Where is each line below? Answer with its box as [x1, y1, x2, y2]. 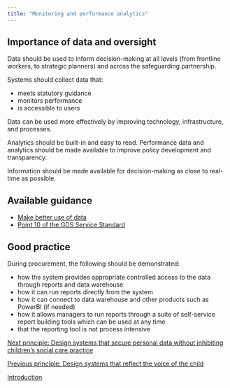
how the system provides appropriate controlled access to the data [17, 273, 211, 282]
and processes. [7, 125, 52, 134]
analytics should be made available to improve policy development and [7, 146, 212, 155]
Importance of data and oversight [7, 36, 157, 48]
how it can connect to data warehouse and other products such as [17, 295, 209, 304]
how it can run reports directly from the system [17, 288, 154, 296]
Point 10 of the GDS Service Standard [17, 221, 126, 229]
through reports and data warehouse [17, 280, 124, 289]
